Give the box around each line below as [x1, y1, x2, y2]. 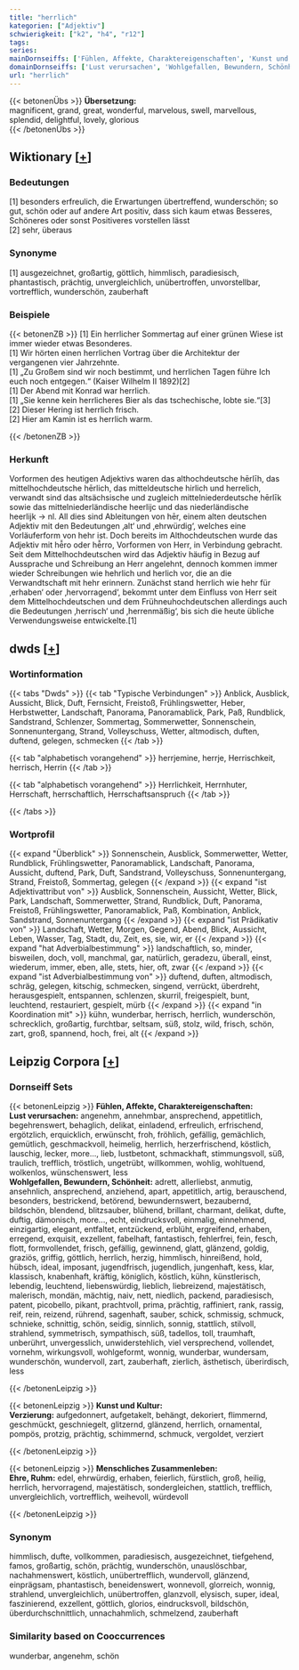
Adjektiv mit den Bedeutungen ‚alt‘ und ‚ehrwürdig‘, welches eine [9, 521, 246, 531]
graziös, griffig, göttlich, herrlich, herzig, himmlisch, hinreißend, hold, [9, 1252, 263, 1262]
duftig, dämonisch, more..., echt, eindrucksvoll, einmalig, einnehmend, [9, 1214, 267, 1225]
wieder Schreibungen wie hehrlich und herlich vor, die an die [9, 568, 232, 579]
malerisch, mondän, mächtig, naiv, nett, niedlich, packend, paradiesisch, [9, 1290, 274, 1301]
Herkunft [9, 453, 49, 466]
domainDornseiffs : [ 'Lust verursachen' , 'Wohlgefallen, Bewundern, [9, 63, 265, 72]
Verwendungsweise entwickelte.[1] [9, 615, 138, 626]
